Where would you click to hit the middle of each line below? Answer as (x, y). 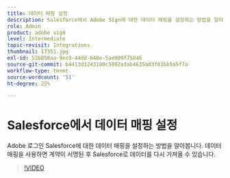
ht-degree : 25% (29, 84)
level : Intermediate (37, 39)
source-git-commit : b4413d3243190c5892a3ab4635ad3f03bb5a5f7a (98, 64)
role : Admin (24, 26)
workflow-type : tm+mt (38, 71)
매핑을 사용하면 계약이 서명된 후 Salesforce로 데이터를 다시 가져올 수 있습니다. (112, 154)
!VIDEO (34, 168)
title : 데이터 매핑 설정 (38, 13)
